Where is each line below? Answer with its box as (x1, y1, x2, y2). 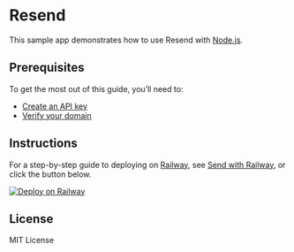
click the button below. (9, 169, 92, 179)
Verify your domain (21, 110, 92, 120)
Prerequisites (9, 60, 85, 75)
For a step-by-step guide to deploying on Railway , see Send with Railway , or (9, 159, 286, 170)
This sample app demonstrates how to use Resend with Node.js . (9, 34, 244, 45)
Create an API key (21, 101, 88, 111)
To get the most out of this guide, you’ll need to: (9, 83, 184, 94)
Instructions (9, 136, 78, 151)
